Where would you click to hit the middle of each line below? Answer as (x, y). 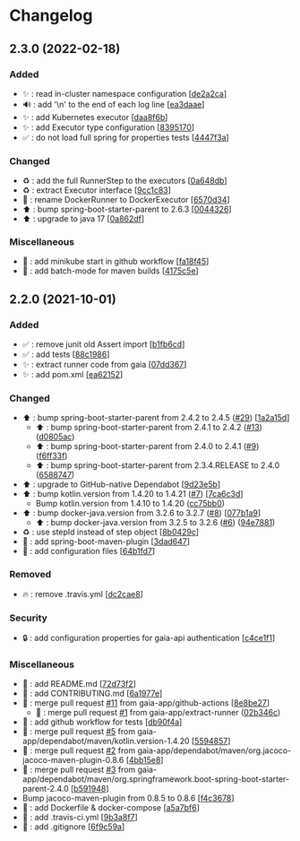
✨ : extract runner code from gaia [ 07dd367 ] (104, 365)
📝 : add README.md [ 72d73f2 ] (79, 684)
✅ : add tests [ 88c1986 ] (66, 354)
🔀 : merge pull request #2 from (79, 750)
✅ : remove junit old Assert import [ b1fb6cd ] (103, 344)
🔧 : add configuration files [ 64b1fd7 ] (89, 551)
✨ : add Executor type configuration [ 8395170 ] (108, 127)
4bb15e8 (145, 760)
